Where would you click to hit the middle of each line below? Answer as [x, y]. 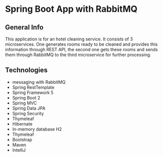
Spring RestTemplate [33, 87]
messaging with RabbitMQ [39, 82]
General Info [24, 27]
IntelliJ [19, 150]
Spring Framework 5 [33, 93]
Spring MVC [25, 103]
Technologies [27, 70]
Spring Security [28, 113]
